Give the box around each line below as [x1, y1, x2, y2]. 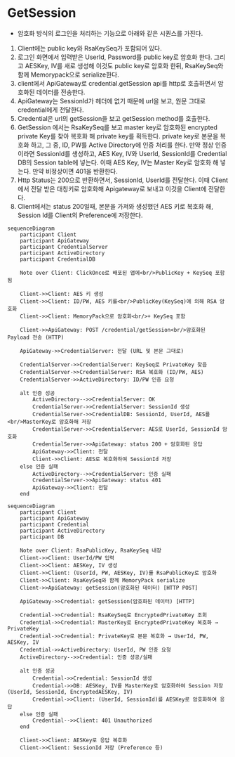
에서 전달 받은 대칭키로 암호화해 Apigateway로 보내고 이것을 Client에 [17, 184, 207, 193]
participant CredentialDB [20, 255, 96, 263]
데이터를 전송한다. [36, 88, 86, 96]
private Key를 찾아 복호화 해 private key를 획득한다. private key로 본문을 [17, 131, 219, 140]
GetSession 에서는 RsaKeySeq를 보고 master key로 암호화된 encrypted [17, 123, 217, 131]
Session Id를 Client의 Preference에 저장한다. [17, 211, 143, 219]
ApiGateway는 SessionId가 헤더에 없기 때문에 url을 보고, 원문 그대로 [17, 96, 206, 105]
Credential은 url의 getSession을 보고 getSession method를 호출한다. [17, 114, 210, 122]
